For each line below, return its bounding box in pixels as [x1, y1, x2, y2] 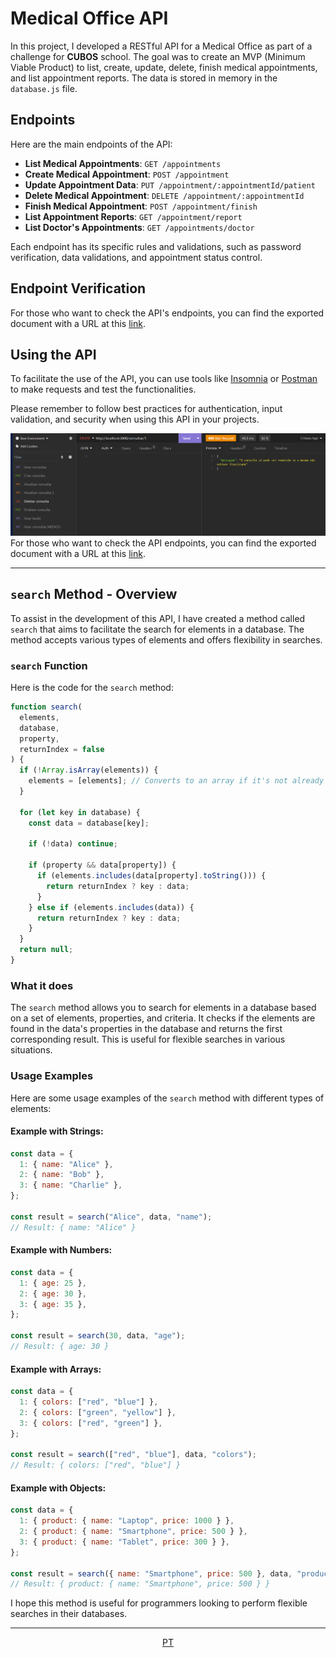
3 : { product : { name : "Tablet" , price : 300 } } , [19, 1537, 230, 1547]
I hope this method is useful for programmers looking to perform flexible [10, 1597, 308, 1609]
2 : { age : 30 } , [19, 1288, 87, 1299]
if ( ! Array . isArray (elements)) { [19, 765, 159, 776]
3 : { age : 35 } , [19, 1299, 87, 1309]
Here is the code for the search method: [10, 682, 174, 694]
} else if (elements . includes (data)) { [28, 902, 195, 912]
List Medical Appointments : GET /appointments [24, 157, 222, 169]
